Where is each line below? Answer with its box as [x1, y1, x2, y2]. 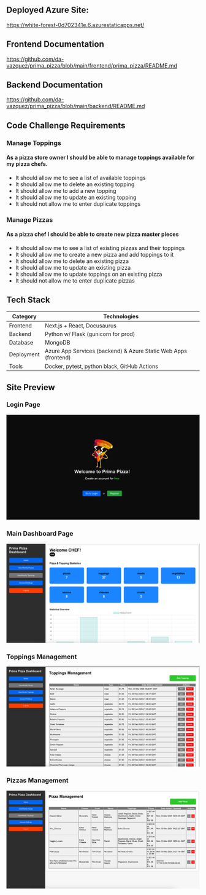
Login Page [6, 401, 41, 409]
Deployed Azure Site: [6, 5, 89, 15]
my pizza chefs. [6, 160, 48, 168]
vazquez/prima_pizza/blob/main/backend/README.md [6, 103, 145, 110]
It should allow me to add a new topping [15, 187, 116, 194]
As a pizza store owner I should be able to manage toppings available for [6, 154, 195, 162]
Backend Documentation [6, 80, 103, 90]
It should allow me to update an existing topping [15, 193, 137, 201]
